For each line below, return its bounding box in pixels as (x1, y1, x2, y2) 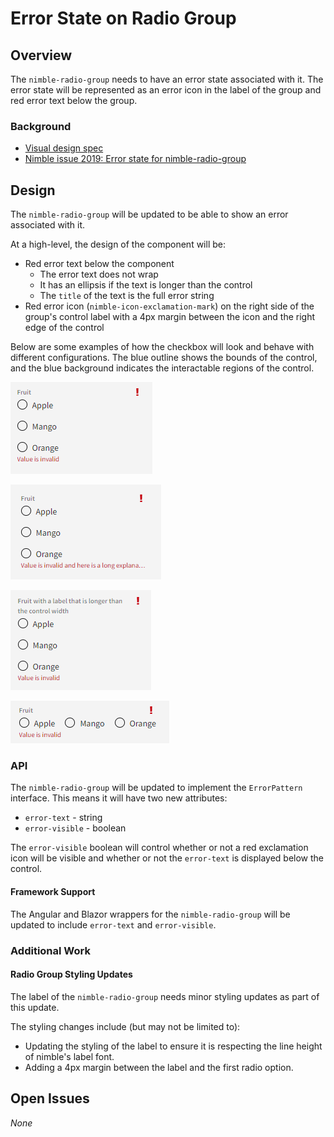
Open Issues (10, 1090, 90, 1107)
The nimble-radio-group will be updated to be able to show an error (10, 208, 289, 221)
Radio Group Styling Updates (10, 968, 133, 981)
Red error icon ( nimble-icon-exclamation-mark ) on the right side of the (24, 300, 315, 312)
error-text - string (24, 812, 103, 824)
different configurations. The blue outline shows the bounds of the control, (10, 352, 318, 364)
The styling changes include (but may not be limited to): (10, 1020, 241, 1032)
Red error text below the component (24, 258, 175, 270)
